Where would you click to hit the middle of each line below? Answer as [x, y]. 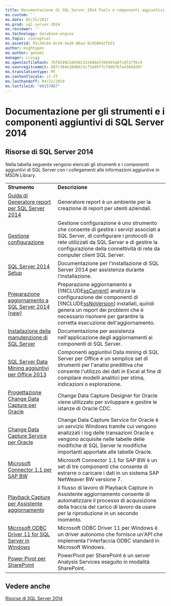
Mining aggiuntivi [28, 368]
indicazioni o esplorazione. [90, 384]
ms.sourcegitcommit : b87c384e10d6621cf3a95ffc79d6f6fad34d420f [74, 67]
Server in [19, 541]
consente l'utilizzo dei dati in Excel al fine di [110, 371]
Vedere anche [28, 586]
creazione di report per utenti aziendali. [105, 208]
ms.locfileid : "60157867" [33, 86]
